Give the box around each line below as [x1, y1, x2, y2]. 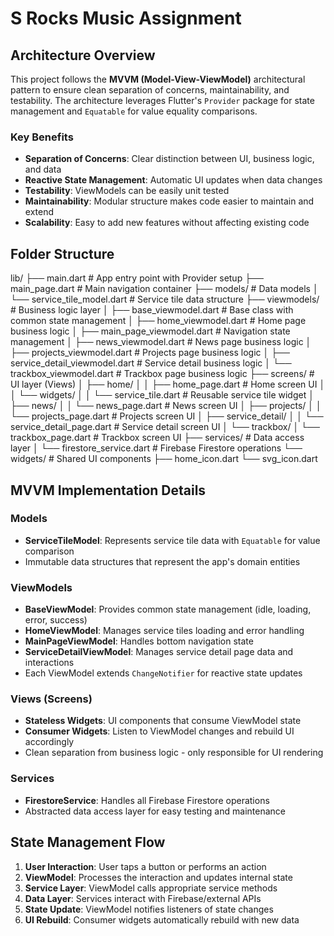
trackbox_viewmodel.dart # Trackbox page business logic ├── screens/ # [10, 368, 315, 380]
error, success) [24, 614, 88, 626]
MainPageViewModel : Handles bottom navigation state [24, 635, 254, 647]
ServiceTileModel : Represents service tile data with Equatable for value [24, 534, 321, 546]
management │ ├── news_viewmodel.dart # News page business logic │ [10, 336, 312, 348]
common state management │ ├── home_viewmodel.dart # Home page [10, 315, 307, 327]
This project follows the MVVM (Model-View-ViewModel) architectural [10, 73, 306, 85]
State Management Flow [10, 834, 166, 851]
